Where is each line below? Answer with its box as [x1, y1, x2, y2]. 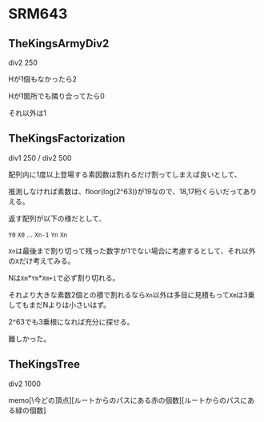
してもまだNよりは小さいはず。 [8, 300, 110, 309]
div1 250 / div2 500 [8, 153, 72, 162]
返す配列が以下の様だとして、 [8, 213, 106, 223]
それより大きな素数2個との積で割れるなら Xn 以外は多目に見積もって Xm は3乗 [8, 289, 255, 300]
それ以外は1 [8, 109, 46, 117]
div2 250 [8, 58, 38, 67]
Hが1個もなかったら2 [8, 74, 78, 84]
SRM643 [8, 5, 68, 23]
